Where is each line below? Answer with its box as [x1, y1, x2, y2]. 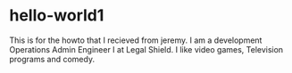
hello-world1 [9, 5, 104, 26]
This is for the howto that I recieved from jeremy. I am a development [9, 35, 263, 45]
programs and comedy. [9, 53, 96, 64]
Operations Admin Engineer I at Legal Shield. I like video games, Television [9, 44, 284, 54]
